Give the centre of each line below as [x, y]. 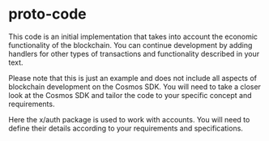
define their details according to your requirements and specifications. [126, 128]
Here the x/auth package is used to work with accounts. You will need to [129, 119]
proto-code [47, 14]
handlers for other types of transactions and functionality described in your [134, 53]
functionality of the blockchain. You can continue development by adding [130, 45]
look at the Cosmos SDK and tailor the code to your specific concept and [130, 95]
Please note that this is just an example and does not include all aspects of [133, 78]
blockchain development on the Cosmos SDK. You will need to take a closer [135, 87]
